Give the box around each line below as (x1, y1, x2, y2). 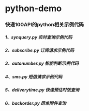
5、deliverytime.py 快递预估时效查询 (5, 87, 80, 93)
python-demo (5, 3, 62, 14)
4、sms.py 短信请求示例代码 (5, 74, 62, 79)
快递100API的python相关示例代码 (5, 21, 84, 28)
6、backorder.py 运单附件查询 (5, 100, 66, 106)
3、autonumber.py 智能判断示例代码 (5, 60, 79, 66)
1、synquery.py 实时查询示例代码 (5, 34, 73, 40)
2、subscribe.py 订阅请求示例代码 (5, 47, 74, 54)
